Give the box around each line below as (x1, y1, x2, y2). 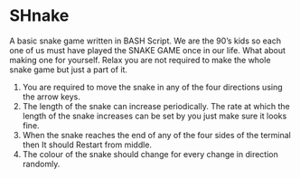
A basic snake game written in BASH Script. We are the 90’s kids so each (9, 35, 282, 46)
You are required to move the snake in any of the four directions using (22, 81, 283, 92)
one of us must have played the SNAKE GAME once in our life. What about (9, 44, 286, 55)
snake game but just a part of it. (9, 64, 128, 75)
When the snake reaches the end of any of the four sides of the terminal (22, 129, 292, 140)
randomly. (22, 158, 61, 169)
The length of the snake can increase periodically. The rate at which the (22, 100, 291, 111)
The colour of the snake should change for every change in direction (22, 148, 278, 159)
